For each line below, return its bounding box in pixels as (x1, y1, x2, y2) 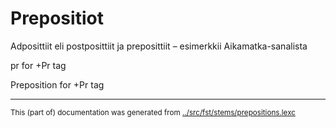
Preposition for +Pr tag (10, 78, 105, 91)
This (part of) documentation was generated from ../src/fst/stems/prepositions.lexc (10, 107, 296, 117)
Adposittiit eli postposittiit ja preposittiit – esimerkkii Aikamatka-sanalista (10, 40, 308, 52)
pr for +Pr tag (10, 59, 67, 71)
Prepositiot (10, 7, 104, 30)
